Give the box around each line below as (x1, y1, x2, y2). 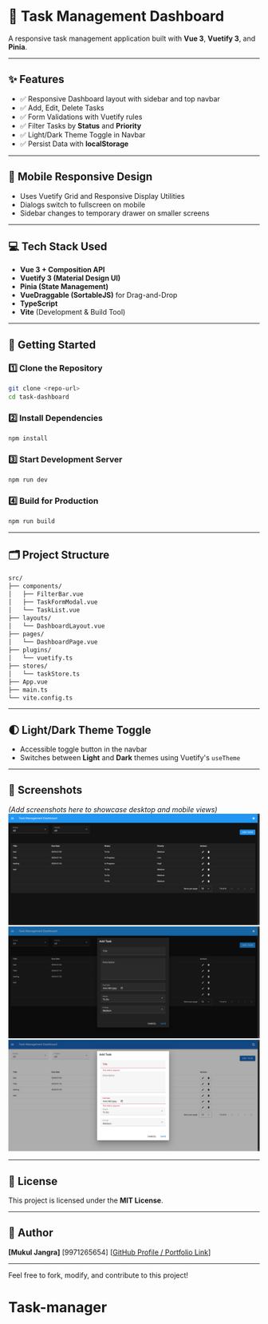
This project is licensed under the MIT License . (8, 1195, 164, 1205)
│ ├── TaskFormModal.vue (8, 598, 98, 606)
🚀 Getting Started (8, 338, 97, 351)
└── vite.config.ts (8, 694, 73, 702)
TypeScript (19, 299, 58, 308)
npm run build (8, 517, 56, 525)
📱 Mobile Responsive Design (8, 170, 153, 184)
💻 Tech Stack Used (8, 240, 108, 253)
